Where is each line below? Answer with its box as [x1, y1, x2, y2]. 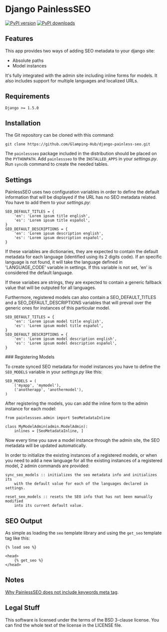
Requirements [5, 92, 50, 101]
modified [5, 499, 23, 504]
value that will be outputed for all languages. [5, 285, 96, 291]
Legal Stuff [5, 604, 40, 612]
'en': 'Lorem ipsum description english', [14, 231, 104, 236]
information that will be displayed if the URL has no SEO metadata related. [5, 194, 157, 200]
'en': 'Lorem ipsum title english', [14, 214, 91, 219]
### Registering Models [5, 354, 55, 360]
